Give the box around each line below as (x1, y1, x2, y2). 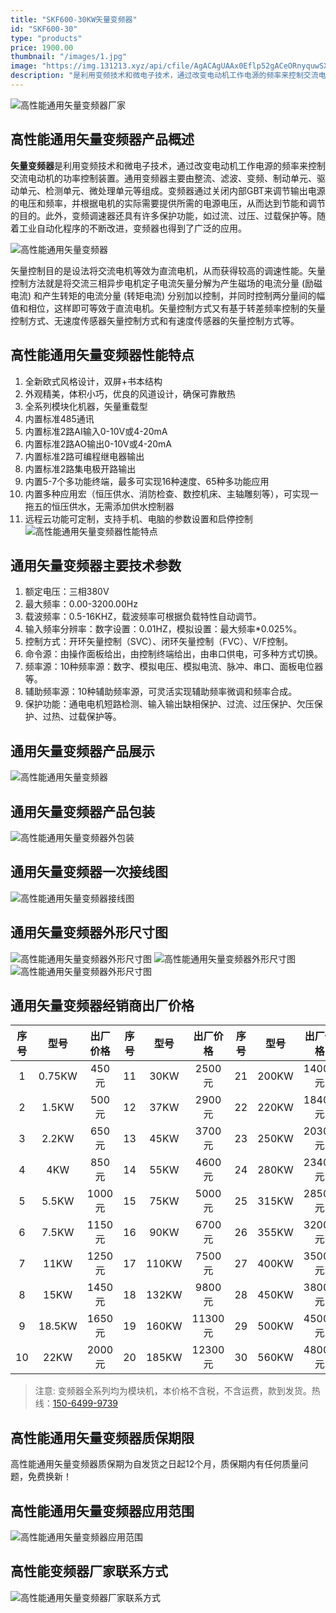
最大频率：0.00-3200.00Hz (24, 598, 138, 610)
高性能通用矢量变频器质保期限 (10, 1429, 195, 1446)
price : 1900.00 (10, 42, 74, 53)
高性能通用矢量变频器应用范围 (10, 1502, 195, 1520)
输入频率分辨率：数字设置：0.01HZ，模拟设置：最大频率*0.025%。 (24, 623, 303, 635)
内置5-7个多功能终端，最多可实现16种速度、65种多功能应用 (24, 475, 270, 487)
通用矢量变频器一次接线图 (10, 864, 168, 881)
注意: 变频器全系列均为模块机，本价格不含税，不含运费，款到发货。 (34, 1385, 312, 1397)
